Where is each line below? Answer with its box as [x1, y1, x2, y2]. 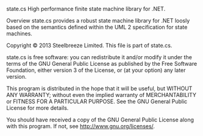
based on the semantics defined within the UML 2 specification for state [6, 24, 188, 30]
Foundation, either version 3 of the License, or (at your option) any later [6, 66, 186, 74]
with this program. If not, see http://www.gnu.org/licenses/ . [6, 123, 155, 130]
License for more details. [6, 104, 69, 112]
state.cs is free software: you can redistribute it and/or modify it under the [6, 54, 192, 60]
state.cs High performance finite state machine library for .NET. [6, 5, 166, 12]
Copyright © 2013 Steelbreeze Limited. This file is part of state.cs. [6, 42, 173, 49]
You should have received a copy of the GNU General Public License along [6, 116, 194, 123]
